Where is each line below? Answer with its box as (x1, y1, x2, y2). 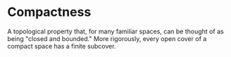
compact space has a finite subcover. (7, 42, 116, 50)
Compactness (7, 4, 92, 20)
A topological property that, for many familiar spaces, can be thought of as (7, 27, 224, 35)
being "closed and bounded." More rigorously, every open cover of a (7, 34, 207, 42)
